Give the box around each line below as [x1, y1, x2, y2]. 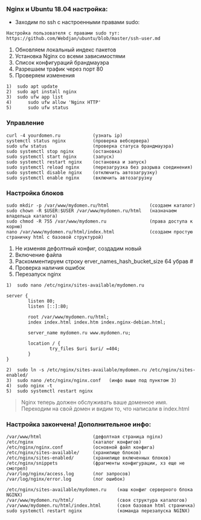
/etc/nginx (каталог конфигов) [6, 439, 142, 446]
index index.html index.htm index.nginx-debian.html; [28, 319, 166, 325]
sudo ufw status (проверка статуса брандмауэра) [6, 143, 174, 149]
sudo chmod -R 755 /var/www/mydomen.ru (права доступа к [6, 218, 193, 224]
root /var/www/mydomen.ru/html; [28, 314, 110, 320]
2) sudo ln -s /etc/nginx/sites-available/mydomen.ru [6, 366, 147, 373]
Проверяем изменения [14, 72, 75, 79]
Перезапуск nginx [14, 270, 62, 278]
